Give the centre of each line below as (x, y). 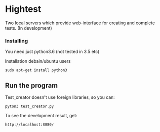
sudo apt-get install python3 (36, 70)
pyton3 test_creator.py (30, 107)
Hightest (23, 9)
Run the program (32, 85)
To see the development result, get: (41, 116)
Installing (17, 41)
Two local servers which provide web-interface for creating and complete (80, 23)
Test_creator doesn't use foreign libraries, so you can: (60, 97)
